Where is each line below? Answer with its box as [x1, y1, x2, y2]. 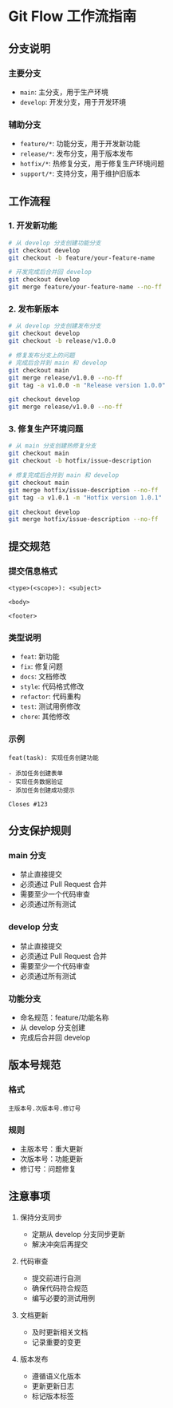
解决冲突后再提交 [31, 1239, 88, 1249]
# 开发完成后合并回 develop [8, 268, 92, 276]
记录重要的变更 [31, 1337, 81, 1346]
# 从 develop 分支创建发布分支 [8, 322, 101, 330]
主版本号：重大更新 [19, 1144, 84, 1153]
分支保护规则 [8, 824, 72, 837]
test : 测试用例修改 [19, 702, 81, 711]
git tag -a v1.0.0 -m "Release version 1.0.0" [8, 381, 166, 389]
